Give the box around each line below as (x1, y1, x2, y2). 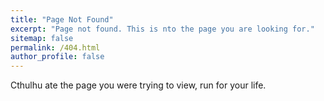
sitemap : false (10, 33, 74, 43)
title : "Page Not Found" (10, 14, 114, 25)
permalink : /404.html (10, 42, 101, 53)
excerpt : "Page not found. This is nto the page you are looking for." (10, 24, 315, 34)
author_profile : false (10, 52, 105, 62)
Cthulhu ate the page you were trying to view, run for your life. (10, 79, 267, 91)
